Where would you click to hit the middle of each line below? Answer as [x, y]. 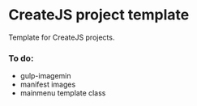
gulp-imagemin [45, 76]
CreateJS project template [99, 15]
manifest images [48, 85]
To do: [21, 58]
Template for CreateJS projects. [62, 37]
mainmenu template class [63, 93]
